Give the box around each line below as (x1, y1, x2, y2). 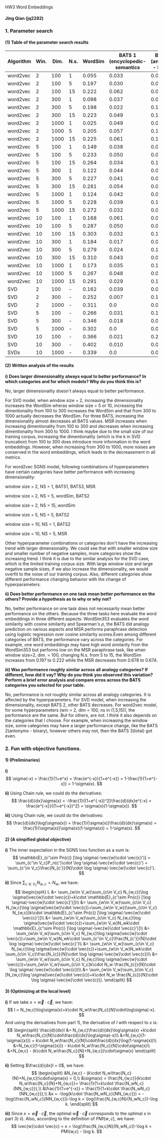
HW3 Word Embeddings (5, 4, 53, 10)
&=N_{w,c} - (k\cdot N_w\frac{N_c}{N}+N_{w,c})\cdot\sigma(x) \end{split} (7, 1047, 156, 1053)
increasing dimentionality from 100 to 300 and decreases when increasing (5, 423, 154, 429)
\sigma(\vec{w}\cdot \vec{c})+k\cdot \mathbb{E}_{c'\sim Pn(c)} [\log (12, 894, 151, 900)
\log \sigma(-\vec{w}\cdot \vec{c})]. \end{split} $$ (31, 977, 132, 983)
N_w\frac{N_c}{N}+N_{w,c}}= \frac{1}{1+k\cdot (19, 1080, 114, 1086)
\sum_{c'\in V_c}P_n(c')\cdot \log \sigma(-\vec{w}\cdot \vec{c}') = (15, 860, 148, 866)
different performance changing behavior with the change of (5, 576, 126, 582)
